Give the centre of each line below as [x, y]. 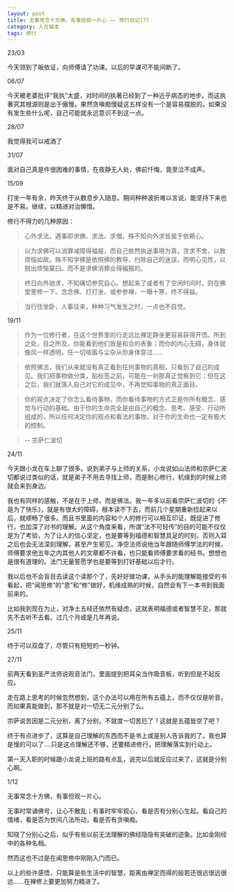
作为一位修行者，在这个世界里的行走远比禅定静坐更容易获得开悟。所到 [125, 335]
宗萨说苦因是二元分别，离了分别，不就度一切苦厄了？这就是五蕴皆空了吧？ [114, 721]
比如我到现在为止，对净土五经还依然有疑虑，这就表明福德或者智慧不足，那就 [117, 609]
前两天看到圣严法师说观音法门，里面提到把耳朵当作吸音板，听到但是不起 [111, 674]
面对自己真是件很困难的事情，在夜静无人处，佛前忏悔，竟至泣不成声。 [108, 170]
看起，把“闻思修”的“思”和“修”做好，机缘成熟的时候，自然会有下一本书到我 [113, 585]
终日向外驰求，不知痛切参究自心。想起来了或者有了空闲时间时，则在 [122, 283]
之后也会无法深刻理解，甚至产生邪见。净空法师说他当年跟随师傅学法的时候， [117, 545]
